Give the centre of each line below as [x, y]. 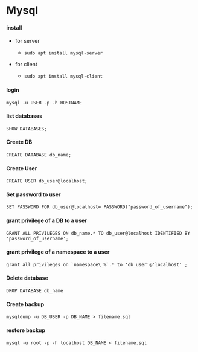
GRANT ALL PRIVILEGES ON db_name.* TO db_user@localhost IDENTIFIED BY [98, 233]
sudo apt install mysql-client [63, 77]
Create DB [19, 142]
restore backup [26, 330]
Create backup [25, 304]
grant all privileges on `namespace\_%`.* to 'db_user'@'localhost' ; [97, 264]
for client [26, 65]
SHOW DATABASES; [27, 129]
